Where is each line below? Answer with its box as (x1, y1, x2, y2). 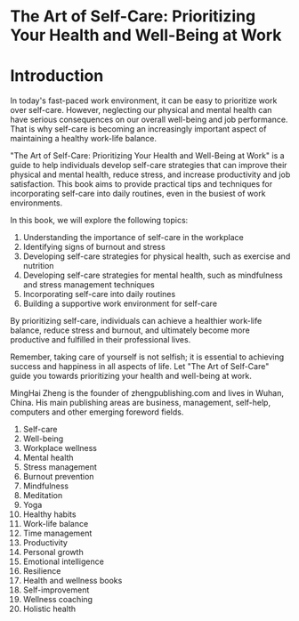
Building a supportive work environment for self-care (22, 298, 217, 309)
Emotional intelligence (22, 556, 105, 567)
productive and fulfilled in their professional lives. (10, 335, 191, 345)
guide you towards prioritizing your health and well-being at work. (10, 371, 253, 382)
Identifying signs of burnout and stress (22, 242, 166, 253)
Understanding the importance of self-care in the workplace (22, 232, 244, 243)
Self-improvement (22, 585, 90, 595)
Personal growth (22, 547, 84, 558)
